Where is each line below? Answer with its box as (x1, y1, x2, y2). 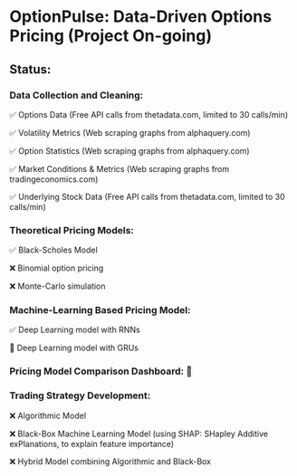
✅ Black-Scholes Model (9, 244, 98, 255)
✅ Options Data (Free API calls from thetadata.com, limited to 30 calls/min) (9, 109, 289, 119)
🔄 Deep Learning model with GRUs (9, 342, 139, 354)
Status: (9, 62, 52, 77)
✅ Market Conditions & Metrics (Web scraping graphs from (9, 163, 230, 174)
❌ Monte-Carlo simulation (9, 281, 106, 291)
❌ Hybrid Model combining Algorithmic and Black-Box (9, 455, 211, 467)
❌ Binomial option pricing (9, 262, 104, 273)
